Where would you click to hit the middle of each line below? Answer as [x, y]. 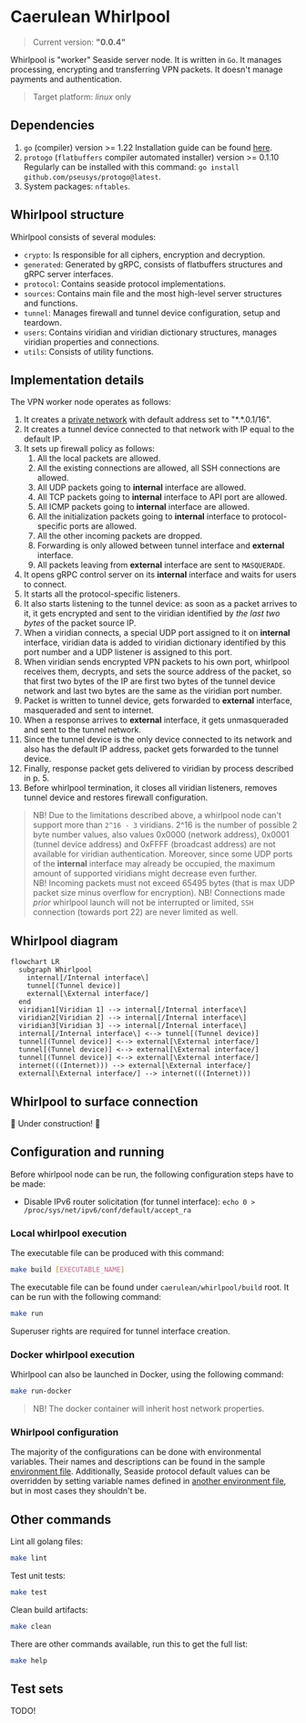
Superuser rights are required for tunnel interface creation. [120, 1331]
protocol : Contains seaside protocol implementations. [125, 284]
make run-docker [41, 1391]
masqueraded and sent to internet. [88, 711]
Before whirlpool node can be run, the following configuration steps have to [152, 1174]
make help [29, 1661]
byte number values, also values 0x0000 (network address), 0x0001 [161, 835]
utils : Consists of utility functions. [88, 351]
